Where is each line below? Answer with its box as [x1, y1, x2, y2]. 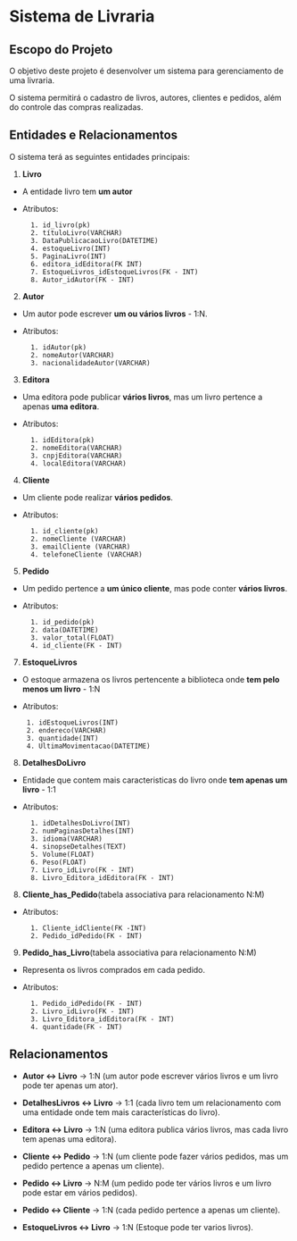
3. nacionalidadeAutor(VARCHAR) [30, 358, 151, 367]
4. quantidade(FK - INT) [30, 1022, 123, 1031]
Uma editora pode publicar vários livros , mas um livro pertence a [21, 391, 263, 402]
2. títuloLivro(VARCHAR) [30, 228, 123, 238]
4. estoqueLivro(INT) [30, 244, 111, 253]
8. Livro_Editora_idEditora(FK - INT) [30, 873, 175, 882]
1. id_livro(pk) [30, 221, 91, 230]
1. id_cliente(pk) [30, 526, 99, 535]
